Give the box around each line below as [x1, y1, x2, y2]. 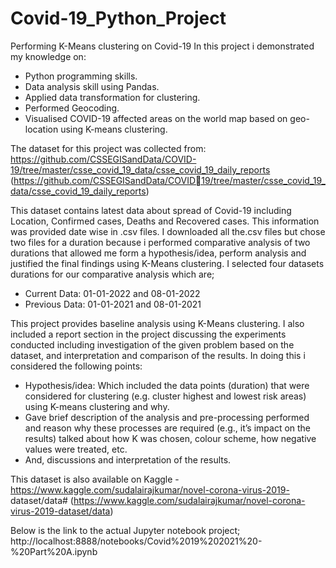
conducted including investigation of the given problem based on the [10, 338, 295, 351]
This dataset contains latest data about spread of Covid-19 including [10, 204, 292, 216]
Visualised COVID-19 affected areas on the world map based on [24, 112, 288, 124]
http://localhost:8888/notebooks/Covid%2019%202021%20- [10, 535, 263, 547]
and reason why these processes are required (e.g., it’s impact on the [24, 422, 312, 434]
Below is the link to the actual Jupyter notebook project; [10, 524, 241, 536]
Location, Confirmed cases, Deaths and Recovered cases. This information [10, 215, 320, 227]
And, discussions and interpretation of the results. [24, 453, 232, 466]
